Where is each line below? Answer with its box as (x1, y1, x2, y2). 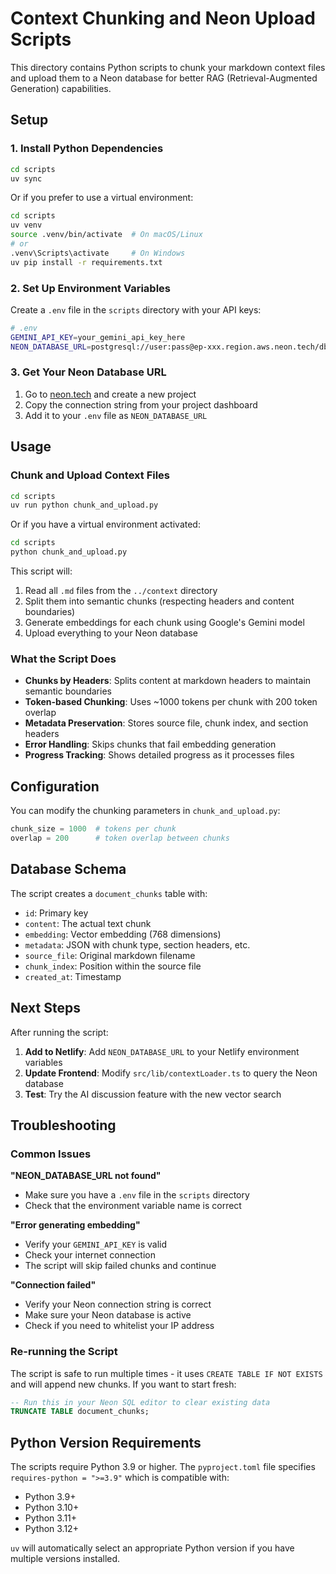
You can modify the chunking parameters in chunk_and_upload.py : (10, 805, 281, 817)
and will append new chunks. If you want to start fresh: (10, 1378, 237, 1390)
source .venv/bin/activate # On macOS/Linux (10, 230, 203, 240)
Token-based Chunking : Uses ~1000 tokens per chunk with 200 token (24, 696, 318, 708)
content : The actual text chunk (24, 917, 152, 929)
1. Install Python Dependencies (10, 142, 164, 156)
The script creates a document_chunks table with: (10, 887, 208, 899)
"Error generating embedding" (10, 1219, 141, 1231)
